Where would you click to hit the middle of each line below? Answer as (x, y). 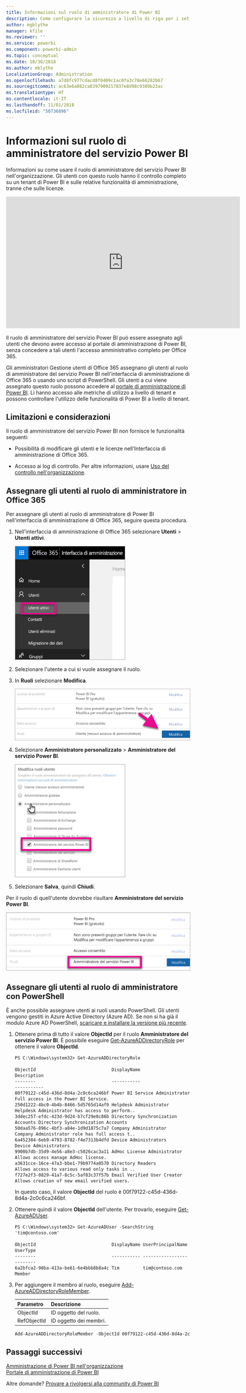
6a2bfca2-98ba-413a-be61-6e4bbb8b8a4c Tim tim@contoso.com (98, 1268)
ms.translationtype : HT (35, 93)
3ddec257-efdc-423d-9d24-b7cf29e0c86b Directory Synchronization (96, 1117)
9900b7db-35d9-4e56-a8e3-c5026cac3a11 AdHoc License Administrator (98, 1152)
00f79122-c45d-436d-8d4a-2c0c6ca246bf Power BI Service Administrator (102, 1093)
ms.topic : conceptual (32, 56)
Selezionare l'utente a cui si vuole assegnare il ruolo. (78, 669)
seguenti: (17, 437)
